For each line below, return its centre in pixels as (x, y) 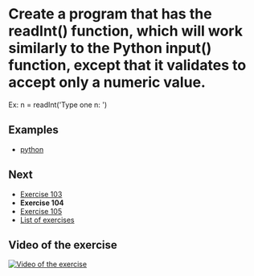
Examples (33, 130)
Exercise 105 (41, 211)
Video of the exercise (63, 245)
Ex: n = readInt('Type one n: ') (58, 105)
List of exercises (47, 220)
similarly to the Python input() (110, 48)
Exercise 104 (42, 203)
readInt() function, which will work (126, 31)
